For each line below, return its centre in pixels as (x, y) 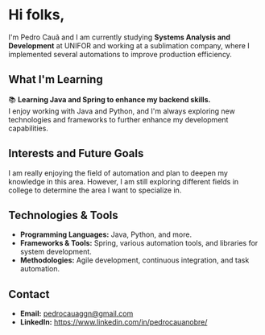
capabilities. (28, 128)
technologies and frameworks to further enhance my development (118, 119)
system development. (56, 252)
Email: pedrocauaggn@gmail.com (77, 314)
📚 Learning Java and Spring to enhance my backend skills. (110, 99)
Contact (29, 294)
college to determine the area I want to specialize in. (95, 190)
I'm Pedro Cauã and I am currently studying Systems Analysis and (120, 37)
